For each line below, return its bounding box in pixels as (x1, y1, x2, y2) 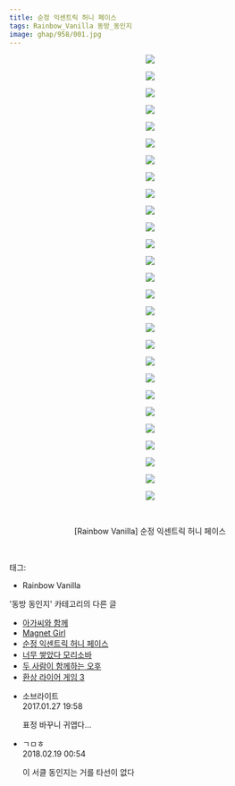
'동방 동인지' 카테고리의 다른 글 (9, 599, 117, 610)
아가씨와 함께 (21, 618, 69, 628)
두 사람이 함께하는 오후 (21, 661, 102, 671)
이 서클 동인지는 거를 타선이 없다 (21, 767, 135, 778)
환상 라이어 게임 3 (21, 672, 85, 683)
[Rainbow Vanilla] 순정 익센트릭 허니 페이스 (74, 525, 226, 537)
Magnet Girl (21, 628, 66, 638)
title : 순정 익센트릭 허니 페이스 (9, 13, 117, 22)
